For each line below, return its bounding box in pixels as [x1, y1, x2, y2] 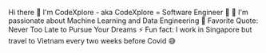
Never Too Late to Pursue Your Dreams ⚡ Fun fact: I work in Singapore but [8, 25, 252, 34]
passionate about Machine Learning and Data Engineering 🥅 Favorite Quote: [8, 16, 258, 25]
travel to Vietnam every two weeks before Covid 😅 [8, 36, 177, 45]
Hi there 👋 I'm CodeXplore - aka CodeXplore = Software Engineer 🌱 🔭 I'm [8, 8, 249, 17]
